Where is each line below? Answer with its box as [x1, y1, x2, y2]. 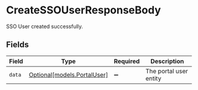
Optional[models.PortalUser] [28, 71, 108, 79]
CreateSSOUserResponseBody [6, 4, 161, 17]
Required [114, 57, 140, 65]
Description [150, 57, 184, 65]
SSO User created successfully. [6, 23, 84, 30]
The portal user [145, 67, 189, 75]
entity [145, 74, 161, 82]
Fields [6, 40, 29, 50]
